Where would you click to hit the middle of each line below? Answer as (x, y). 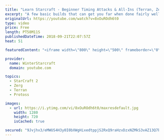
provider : (15, 59)
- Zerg (16, 86)
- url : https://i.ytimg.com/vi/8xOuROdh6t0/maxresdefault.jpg (74, 108)
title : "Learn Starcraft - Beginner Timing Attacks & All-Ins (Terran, (79, 9)
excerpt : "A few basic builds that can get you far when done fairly (77, 14)
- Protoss (19, 95)
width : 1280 (26, 112)
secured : (14, 130)
